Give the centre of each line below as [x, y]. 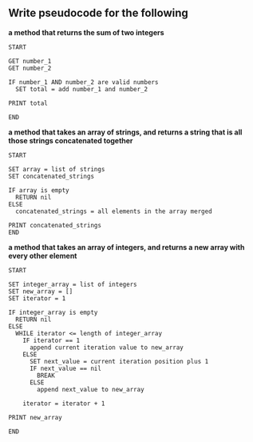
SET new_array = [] [41, 291]
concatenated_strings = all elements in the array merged [114, 211]
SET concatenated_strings [51, 176]
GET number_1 [30, 61]
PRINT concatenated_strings [55, 225]
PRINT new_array [35, 417]
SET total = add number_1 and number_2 [82, 89]
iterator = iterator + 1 [64, 404]
